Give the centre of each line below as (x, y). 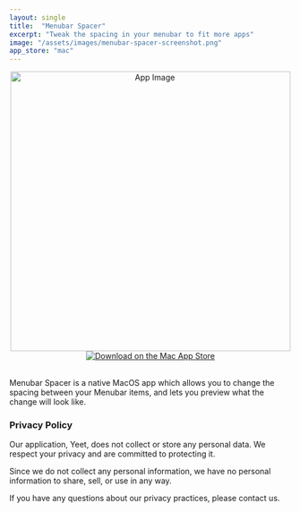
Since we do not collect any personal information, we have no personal (140, 472)
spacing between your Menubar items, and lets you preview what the (137, 393)
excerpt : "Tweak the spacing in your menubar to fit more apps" (132, 34)
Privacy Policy (41, 425)
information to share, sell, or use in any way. (90, 481)
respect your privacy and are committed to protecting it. (112, 454)
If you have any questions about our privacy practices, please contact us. (145, 499)
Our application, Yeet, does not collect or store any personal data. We (137, 445)
